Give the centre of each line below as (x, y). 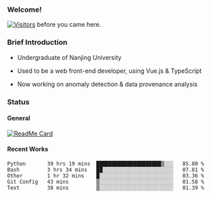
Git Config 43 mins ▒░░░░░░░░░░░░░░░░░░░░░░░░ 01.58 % (106, 181)
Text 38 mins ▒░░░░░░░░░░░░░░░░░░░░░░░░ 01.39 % (106, 188)
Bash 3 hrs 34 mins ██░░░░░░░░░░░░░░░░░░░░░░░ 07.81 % (106, 170)
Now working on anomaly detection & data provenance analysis (107, 84)
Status (18, 102)
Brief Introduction (37, 43)
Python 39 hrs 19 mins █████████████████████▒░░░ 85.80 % (106, 164)
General (19, 118)
